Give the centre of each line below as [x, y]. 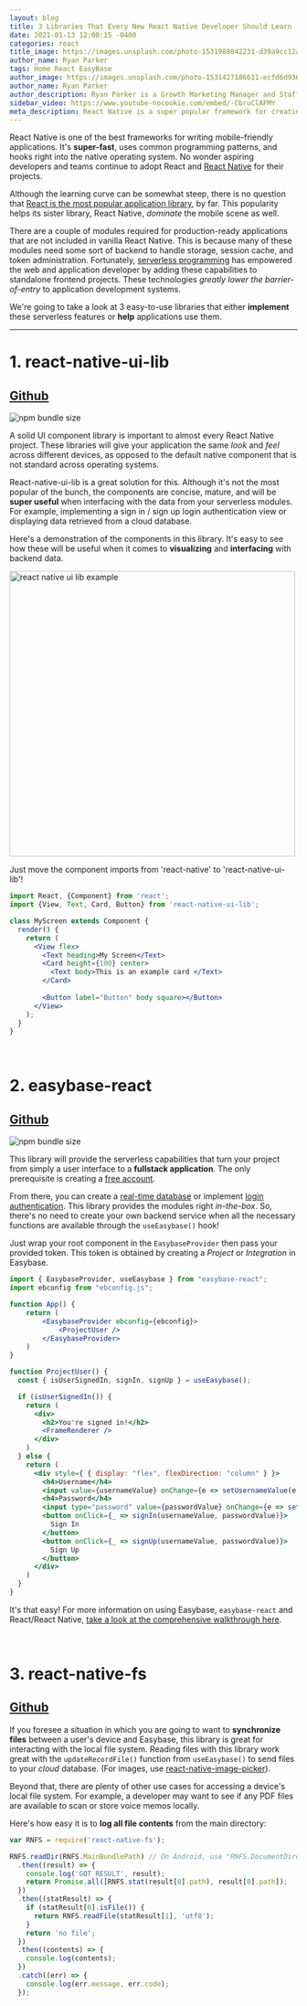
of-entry [25, 290]
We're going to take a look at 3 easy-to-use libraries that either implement [149, 307]
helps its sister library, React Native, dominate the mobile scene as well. [144, 213]
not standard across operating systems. [85, 465]
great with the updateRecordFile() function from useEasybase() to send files [152, 1758]
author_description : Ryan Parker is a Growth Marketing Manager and [143, 94]
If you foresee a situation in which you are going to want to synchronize [145, 1729]
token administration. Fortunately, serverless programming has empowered [151, 260]
